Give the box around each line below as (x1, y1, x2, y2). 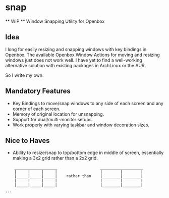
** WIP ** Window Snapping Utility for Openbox (5, 18, 105, 24)
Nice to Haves (5, 136, 50, 145)
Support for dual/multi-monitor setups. (12, 116, 93, 122)
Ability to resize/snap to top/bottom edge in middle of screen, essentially (12, 150, 164, 156)
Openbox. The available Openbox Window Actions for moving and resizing (5, 52, 160, 58)
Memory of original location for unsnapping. (12, 111, 104, 117)
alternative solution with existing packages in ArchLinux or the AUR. (5, 62, 146, 68)
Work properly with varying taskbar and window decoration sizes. (12, 122, 150, 128)
